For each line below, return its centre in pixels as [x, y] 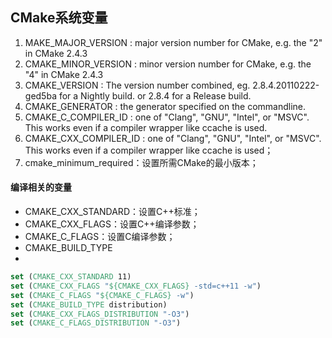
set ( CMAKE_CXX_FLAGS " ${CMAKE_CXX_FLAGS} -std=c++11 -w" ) [136, 286]
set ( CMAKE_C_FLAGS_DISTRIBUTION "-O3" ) [96, 323]
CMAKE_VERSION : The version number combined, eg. [137, 85]
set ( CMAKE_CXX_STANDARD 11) [71, 277]
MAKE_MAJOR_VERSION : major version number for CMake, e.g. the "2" [173, 42]
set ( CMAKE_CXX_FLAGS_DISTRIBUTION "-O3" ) [100, 314]
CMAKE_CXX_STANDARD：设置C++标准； [112, 212]
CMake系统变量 [59, 18]
